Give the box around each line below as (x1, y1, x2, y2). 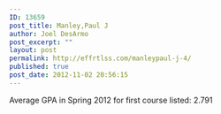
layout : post (9, 46, 57, 55)
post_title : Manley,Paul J (9, 21, 109, 30)
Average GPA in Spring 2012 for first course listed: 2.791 (9, 95, 213, 105)
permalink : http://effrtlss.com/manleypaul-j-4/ (9, 54, 192, 63)
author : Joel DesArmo (9, 29, 89, 38)
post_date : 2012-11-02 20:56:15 (9, 71, 128, 80)
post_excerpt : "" (9, 37, 73, 47)
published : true (9, 63, 69, 72)
